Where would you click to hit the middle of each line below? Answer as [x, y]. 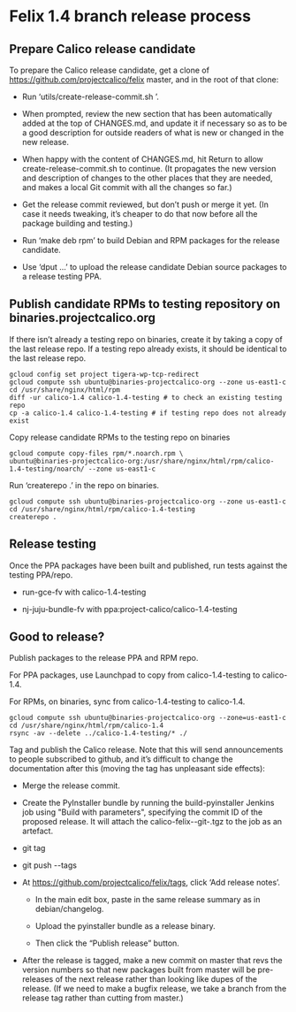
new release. [45, 142]
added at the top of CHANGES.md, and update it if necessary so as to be [155, 123]
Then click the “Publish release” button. [107, 943]
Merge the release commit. [71, 786]
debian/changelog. [69, 909]
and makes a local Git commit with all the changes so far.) [127, 187]
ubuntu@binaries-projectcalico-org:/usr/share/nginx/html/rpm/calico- [142, 461]
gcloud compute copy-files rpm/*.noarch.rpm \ [96, 453]
